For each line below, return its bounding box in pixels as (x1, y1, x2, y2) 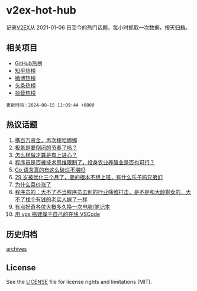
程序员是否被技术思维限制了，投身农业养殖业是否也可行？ (14, 159, 155, 166)
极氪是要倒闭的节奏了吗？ (14, 144, 77, 151)
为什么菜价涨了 (14, 181, 51, 188)
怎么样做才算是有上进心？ (14, 151, 77, 159)
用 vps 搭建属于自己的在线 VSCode (14, 211, 101, 218)
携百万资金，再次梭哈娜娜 (14, 137, 77, 144)
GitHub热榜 (14, 60, 43, 67)
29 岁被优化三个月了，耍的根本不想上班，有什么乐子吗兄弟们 (14, 173, 163, 180)
